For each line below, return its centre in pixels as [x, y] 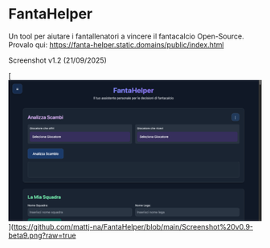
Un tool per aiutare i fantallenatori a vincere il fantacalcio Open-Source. [126, 36]
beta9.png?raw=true [42, 235]
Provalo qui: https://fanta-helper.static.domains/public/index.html [116, 44]
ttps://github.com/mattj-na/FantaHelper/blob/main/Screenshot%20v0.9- [133, 226]
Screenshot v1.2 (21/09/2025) [57, 60]
